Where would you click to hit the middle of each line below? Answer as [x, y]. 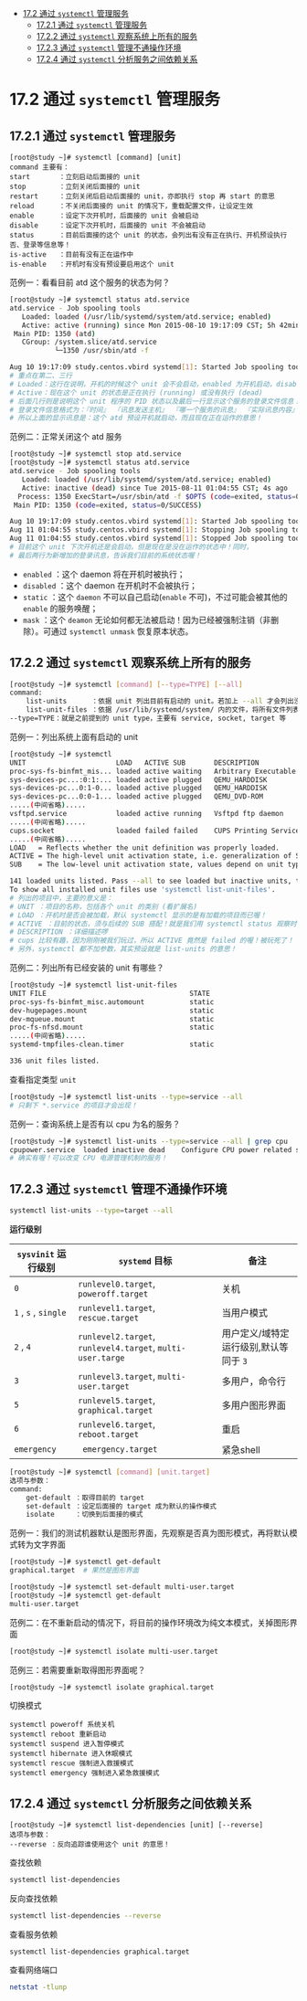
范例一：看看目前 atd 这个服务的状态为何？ [90, 282]
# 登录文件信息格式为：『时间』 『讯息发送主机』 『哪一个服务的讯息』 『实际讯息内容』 [154, 409]
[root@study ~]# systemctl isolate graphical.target [112, 1687]
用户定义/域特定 [255, 1334]
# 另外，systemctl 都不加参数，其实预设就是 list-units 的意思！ [123, 949]
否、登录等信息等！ [40, 245]
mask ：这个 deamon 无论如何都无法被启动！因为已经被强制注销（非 [147, 619]
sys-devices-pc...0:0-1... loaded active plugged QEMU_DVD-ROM [136, 797]
